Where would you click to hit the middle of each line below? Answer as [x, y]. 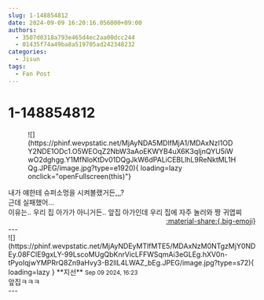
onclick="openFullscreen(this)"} [80, 176]
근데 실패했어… [31, 202]
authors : [22, 30]
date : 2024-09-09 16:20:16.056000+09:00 [75, 23]
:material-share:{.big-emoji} [211, 221]
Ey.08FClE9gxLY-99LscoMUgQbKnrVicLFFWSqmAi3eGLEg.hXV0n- [118, 254]
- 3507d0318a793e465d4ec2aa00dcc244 [75, 37]
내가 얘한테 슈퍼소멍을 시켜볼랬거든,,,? [66, 192]
